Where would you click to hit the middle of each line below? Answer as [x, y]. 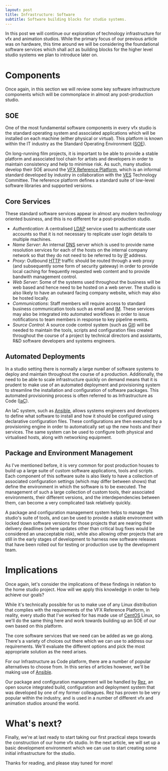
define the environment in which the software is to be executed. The [76, 486]
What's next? [34, 723]
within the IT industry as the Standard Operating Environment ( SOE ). [76, 144]
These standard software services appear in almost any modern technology [83, 213]
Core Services [28, 201]
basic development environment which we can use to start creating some [81, 748]
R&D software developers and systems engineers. [64, 340]
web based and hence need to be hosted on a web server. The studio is [87, 287]
